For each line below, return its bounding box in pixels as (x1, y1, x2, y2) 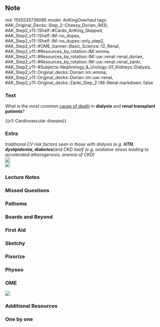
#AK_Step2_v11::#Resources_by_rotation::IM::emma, (5, 48, 110, 54)
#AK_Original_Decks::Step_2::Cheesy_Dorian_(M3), (5, 22, 109, 28)
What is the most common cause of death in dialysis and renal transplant (5, 103, 156, 109)
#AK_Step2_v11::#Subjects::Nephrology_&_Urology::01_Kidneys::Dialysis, (5, 64, 152, 70)
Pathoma (5, 200, 27, 207)
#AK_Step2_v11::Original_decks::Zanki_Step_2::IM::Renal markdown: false (5, 80, 154, 86)
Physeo (5, 266, 24, 273)
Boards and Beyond (5, 213, 53, 220)
